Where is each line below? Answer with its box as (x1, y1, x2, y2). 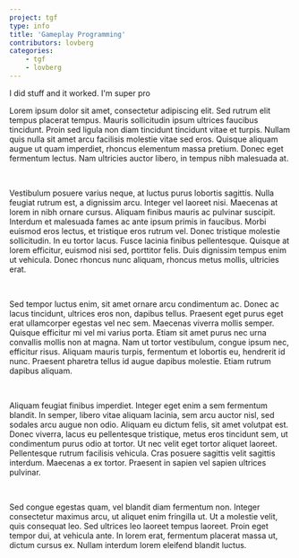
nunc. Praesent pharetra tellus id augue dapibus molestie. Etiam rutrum (9, 355, 271, 366)
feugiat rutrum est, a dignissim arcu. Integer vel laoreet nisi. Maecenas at (9, 196, 278, 207)
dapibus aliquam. (9, 365, 73, 376)
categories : (9, 47, 54, 56)
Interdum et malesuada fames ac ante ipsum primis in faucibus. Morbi (9, 216, 267, 227)
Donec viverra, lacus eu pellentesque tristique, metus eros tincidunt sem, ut (9, 428, 288, 440)
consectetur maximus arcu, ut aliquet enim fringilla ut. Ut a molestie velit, (9, 510, 278, 521)
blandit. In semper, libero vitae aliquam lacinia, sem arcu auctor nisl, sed (9, 409, 275, 420)
